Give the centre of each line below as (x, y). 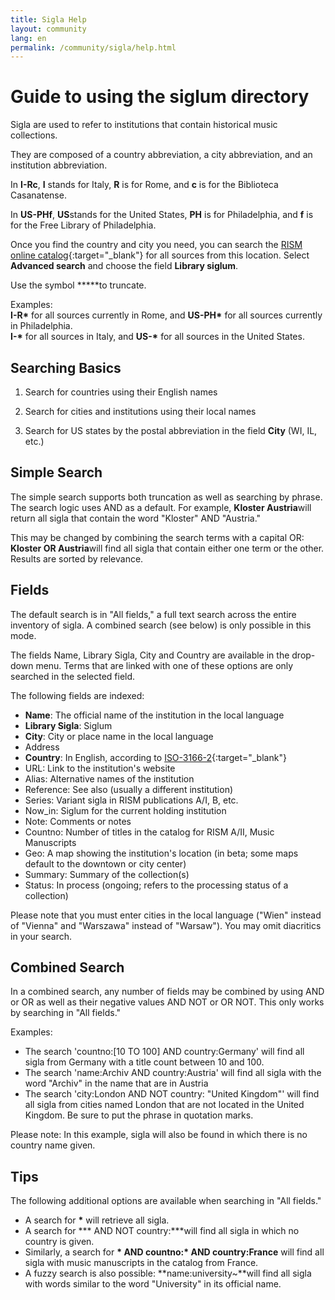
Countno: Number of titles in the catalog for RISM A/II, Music (149, 832)
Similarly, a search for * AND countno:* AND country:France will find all (174, 1252)
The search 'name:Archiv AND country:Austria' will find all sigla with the (173, 1073)
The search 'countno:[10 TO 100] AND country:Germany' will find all (164, 1052)
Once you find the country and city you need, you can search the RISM (156, 245)
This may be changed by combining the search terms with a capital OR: (157, 537)
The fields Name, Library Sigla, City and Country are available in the (150, 655)
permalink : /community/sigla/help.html (93, 47)
